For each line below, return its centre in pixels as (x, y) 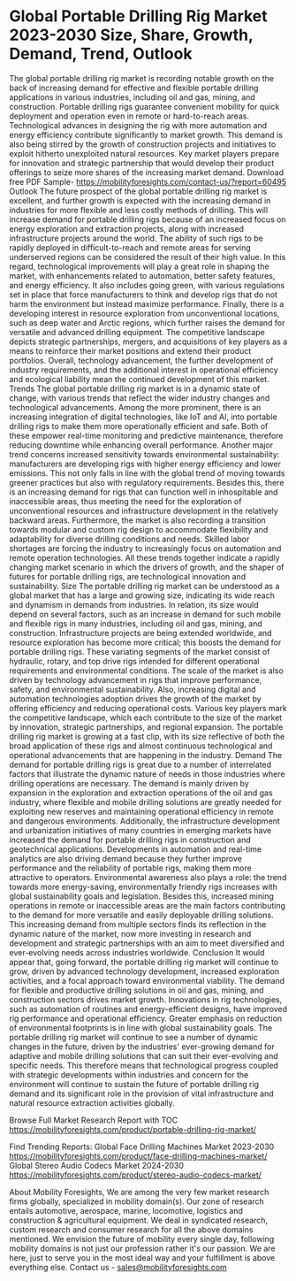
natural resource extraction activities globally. (92, 1102)
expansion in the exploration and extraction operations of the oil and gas (141, 793)
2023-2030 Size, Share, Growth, (131, 35)
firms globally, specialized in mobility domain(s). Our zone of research (137, 1201)
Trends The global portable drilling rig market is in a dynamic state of (135, 388)
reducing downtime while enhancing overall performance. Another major (141, 445)
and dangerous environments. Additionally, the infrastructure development (144, 821)
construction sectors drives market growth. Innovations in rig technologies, (146, 999)
